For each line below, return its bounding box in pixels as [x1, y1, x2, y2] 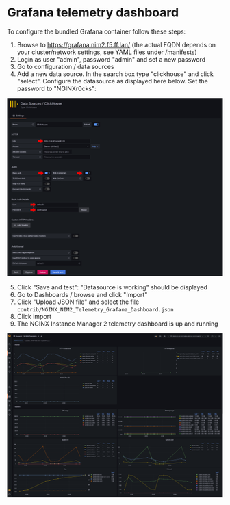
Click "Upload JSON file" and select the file [16, 298, 140, 306]
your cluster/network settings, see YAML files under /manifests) [16, 48, 197, 56]
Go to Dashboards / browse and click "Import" [16, 291, 148, 299]
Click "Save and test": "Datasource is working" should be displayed [16, 283, 207, 292]
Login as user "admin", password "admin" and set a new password [16, 55, 206, 63]
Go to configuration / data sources [16, 62, 114, 70]
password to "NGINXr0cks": [16, 84, 97, 92]
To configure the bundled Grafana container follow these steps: [7, 27, 186, 36]
